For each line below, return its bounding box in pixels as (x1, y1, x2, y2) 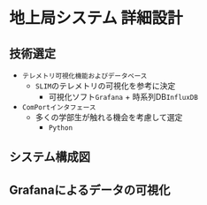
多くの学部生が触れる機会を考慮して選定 (34, 112, 183, 122)
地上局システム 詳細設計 (9, 8, 183, 28)
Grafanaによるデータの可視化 (9, 182, 171, 197)
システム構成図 (9, 149, 91, 164)
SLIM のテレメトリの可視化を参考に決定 (34, 80, 176, 91)
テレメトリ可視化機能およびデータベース (21, 72, 148, 80)
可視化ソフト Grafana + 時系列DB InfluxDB (48, 92, 199, 102)
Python (48, 124, 73, 133)
